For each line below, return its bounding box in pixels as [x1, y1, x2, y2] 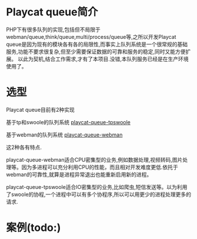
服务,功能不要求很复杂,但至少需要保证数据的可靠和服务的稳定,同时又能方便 [6, 48, 186, 55]
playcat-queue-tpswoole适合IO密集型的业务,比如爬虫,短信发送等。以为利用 [6, 183, 188, 190]
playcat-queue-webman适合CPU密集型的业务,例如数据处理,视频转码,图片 [6, 156, 183, 163]
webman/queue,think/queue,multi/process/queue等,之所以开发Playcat [6, 33, 176, 40]
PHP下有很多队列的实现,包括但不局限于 [6, 26, 101, 33]
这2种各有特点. [6, 144, 42, 151]
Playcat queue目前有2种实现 [6, 106, 75, 113]
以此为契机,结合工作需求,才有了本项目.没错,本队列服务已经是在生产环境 [17, 55, 189, 62]
